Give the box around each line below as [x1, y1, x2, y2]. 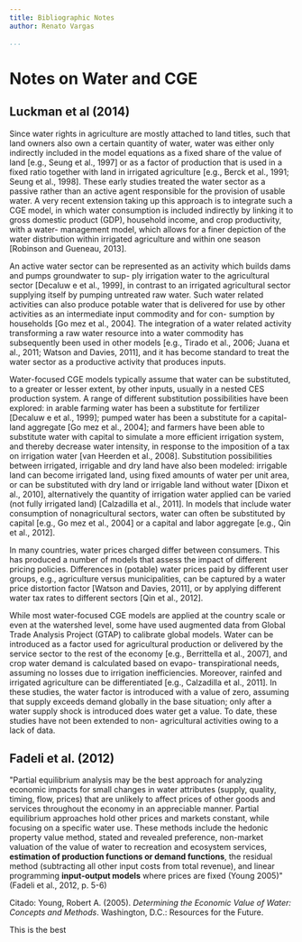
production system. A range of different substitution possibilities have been [9, 393, 288, 404]
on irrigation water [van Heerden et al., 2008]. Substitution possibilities [9, 450, 273, 461]
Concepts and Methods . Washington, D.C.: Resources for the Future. [9, 907, 264, 918]
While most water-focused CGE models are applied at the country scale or [9, 609, 286, 620]
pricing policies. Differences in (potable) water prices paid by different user [9, 563, 288, 574]
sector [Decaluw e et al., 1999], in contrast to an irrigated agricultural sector [9, 279, 291, 290]
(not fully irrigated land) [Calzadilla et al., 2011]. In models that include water [9, 498, 291, 509]
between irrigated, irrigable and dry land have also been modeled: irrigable [9, 460, 288, 471]
